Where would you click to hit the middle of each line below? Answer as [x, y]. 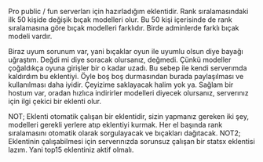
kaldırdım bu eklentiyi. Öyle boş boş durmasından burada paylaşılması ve [126, 76]
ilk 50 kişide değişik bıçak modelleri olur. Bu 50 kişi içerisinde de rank [121, 20]
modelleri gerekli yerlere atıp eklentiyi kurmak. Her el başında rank [115, 125]
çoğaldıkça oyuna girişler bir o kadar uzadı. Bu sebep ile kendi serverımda [128, 68]
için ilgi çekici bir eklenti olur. [55, 101]
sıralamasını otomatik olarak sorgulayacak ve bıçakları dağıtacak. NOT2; [124, 133]
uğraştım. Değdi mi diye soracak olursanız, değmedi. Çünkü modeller [120, 59]
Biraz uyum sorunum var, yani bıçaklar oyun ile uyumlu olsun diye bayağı [126, 51]
